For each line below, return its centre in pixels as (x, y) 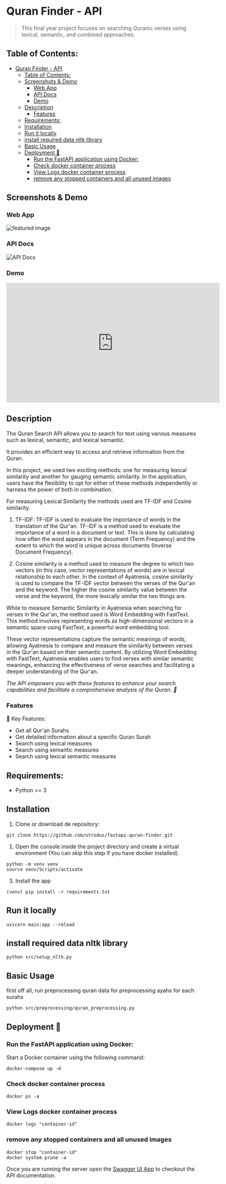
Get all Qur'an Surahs (42, 731)
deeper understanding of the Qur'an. (52, 671)
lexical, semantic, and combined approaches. (78, 34)
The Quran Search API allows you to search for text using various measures (101, 433)
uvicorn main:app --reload (41, 925)
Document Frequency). (44, 552)
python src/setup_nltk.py (39, 957)
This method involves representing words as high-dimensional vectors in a (100, 621)
